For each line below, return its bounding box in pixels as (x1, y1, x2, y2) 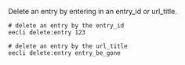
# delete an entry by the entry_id (8, 22, 125, 30)
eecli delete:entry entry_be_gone (8, 49, 122, 57)
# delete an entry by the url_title (8, 42, 128, 50)
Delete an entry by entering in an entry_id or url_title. (8, 7, 178, 16)
